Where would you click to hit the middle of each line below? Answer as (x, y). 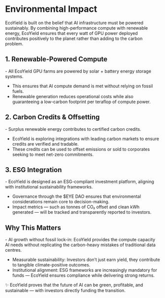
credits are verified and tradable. (45, 144)
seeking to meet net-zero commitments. (53, 154)
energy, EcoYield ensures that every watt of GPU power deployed (71, 33)
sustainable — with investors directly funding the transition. (65, 291)
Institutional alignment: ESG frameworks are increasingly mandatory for (85, 270)
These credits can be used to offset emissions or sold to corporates (81, 149)
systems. (14, 76)
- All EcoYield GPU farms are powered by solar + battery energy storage (78, 71)
